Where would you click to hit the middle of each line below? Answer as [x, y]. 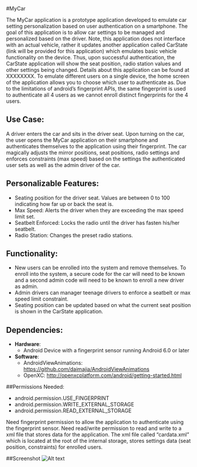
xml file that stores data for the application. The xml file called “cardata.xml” [98, 435]
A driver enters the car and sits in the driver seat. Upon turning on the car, [95, 134]
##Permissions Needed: [35, 387]
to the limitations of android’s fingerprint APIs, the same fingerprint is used [96, 89]
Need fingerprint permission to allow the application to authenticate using [95, 422]
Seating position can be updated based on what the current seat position [103, 305]
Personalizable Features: [53, 184]
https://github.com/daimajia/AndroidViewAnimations [86, 369]
